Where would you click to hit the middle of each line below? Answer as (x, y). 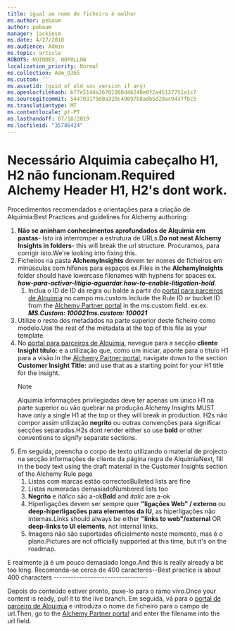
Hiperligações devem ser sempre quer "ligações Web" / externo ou (127, 504)
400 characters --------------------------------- (77, 577)
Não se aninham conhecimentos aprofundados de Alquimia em (112, 231)
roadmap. (42, 549)
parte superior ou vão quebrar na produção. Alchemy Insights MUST (116, 408)
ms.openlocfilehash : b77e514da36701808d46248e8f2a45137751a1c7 (102, 92)
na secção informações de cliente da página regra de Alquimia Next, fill (120, 459)
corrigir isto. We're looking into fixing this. (77, 253)
